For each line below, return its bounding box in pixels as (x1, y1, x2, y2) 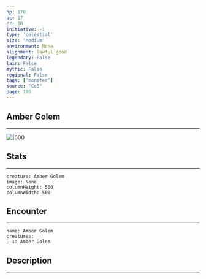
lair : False (6, 60, 37, 66)
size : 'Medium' (6, 37, 45, 44)
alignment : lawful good (6, 49, 67, 55)
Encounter (6, 206, 47, 216)
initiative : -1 (6, 26, 45, 32)
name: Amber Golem (6, 228, 53, 234)
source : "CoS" (6, 83, 43, 90)
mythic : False (6, 66, 43, 72)
